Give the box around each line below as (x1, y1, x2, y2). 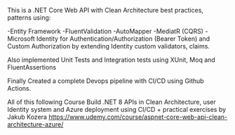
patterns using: (7, 13, 51, 22)
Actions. (7, 84, 32, 92)
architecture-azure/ (7, 120, 64, 129)
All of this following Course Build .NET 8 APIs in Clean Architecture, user (7, 98, 216, 106)
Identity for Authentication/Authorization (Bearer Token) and (36, 34, 210, 43)
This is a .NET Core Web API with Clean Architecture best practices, (7, 6, 203, 14)
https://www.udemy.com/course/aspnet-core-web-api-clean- (48, 112, 228, 121)
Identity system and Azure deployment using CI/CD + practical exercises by (7, 105, 227, 113)
